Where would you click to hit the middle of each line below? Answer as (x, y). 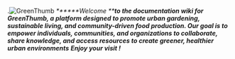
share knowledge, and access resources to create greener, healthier (111, 41)
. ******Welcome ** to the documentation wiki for (105, 11)
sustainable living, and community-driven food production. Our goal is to (118, 26)
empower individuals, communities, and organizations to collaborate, (113, 33)
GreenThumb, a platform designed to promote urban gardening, (104, 18)
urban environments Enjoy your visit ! (64, 48)
